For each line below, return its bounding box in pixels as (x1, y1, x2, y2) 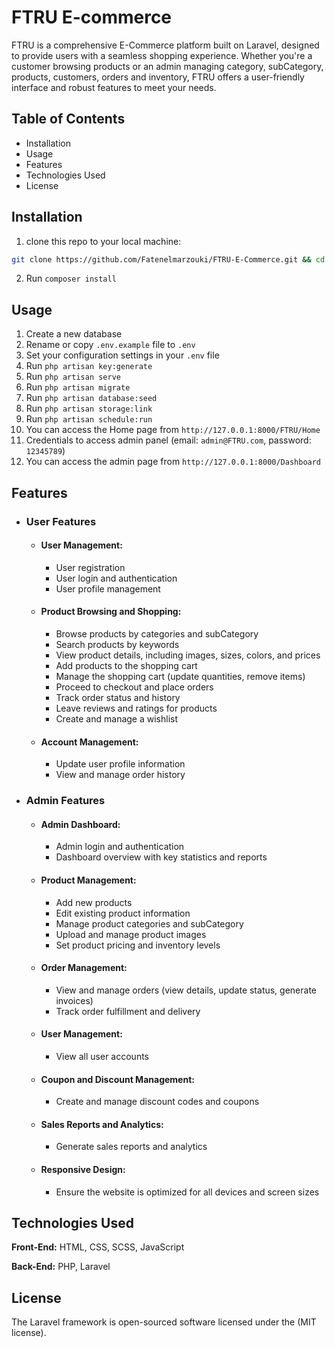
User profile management (55, 582, 161, 595)
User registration (55, 561, 126, 573)
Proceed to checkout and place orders (55, 681, 214, 693)
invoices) (55, 994, 94, 1006)
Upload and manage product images (55, 928, 207, 940)
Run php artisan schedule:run (25, 413, 153, 425)
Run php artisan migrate (25, 381, 131, 393)
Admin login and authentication (55, 841, 185, 853)
